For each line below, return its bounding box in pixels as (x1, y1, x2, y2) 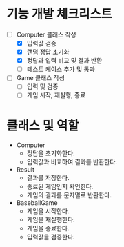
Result (16, 166, 35, 174)
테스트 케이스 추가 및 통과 (26, 65, 96, 73)
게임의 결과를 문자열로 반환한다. (26, 191, 112, 199)
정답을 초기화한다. (26, 149, 75, 157)
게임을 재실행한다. (26, 215, 75, 224)
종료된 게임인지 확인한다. (26, 182, 94, 190)
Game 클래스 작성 (16, 74, 65, 82)
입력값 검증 (26, 39, 56, 47)
